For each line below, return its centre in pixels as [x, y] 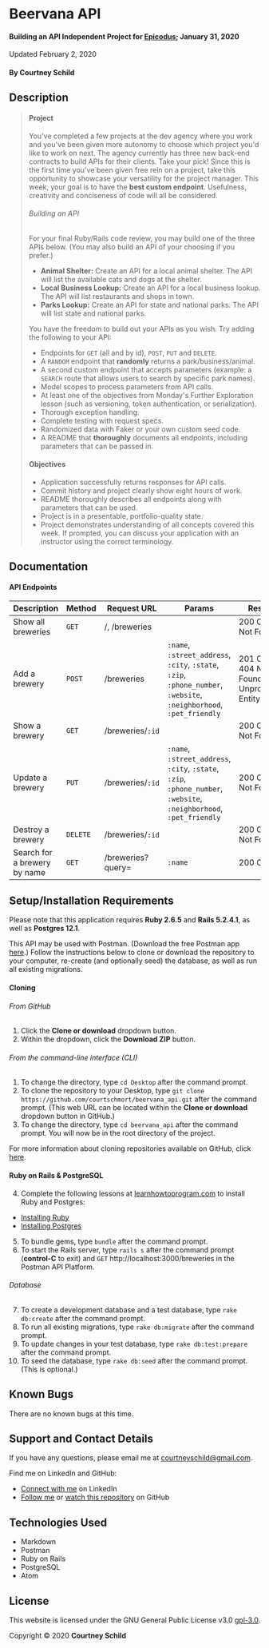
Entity [250, 699]
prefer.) [41, 255]
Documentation [49, 567]
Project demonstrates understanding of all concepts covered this [147, 524]
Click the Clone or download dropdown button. [98, 1031]
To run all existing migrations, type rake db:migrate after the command [137, 1327]
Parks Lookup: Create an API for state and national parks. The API [149, 305]
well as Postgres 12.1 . [45, 929]
